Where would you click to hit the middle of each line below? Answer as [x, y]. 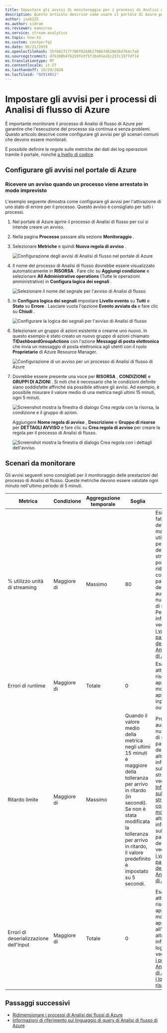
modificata [137, 821]
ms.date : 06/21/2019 [27, 47]
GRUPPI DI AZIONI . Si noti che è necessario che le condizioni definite [84, 382]
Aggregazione [103, 498]
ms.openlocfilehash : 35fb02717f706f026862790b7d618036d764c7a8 [72, 51]
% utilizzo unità [26, 581]
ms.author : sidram [24, 24]
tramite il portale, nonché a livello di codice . [50, 154]
